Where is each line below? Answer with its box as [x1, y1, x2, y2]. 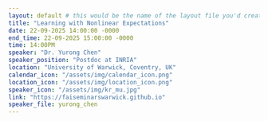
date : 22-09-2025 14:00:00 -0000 [8, 26, 120, 34]
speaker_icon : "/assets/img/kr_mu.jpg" [8, 85, 141, 94]
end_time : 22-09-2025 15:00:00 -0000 [8, 33, 134, 42]
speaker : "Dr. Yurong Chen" [8, 49, 102, 57]
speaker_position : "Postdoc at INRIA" [8, 57, 137, 64]
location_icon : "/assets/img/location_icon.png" [8, 78, 173, 86]
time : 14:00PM [8, 41, 56, 49]
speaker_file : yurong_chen [8, 100, 98, 108]
